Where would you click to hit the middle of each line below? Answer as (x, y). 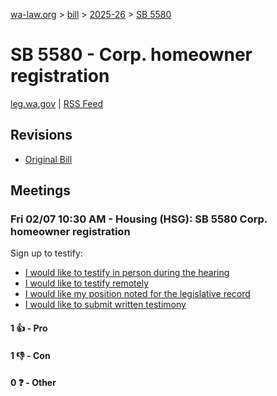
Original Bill (48, 159)
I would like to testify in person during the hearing (127, 273)
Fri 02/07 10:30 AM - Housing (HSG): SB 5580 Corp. (139, 219)
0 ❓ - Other (33, 383)
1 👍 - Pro (29, 328)
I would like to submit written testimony (105, 305)
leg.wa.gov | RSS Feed (57, 103)
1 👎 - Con (30, 355)
